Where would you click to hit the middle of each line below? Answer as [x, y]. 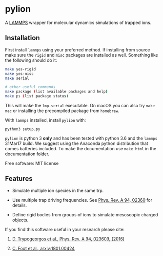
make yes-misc [20, 74]
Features [19, 179]
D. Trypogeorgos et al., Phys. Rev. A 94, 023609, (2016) [68, 239]
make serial [17, 78]
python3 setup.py [23, 129]
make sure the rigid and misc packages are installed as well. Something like [81, 55]
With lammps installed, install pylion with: [46, 120]
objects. [20, 220]
